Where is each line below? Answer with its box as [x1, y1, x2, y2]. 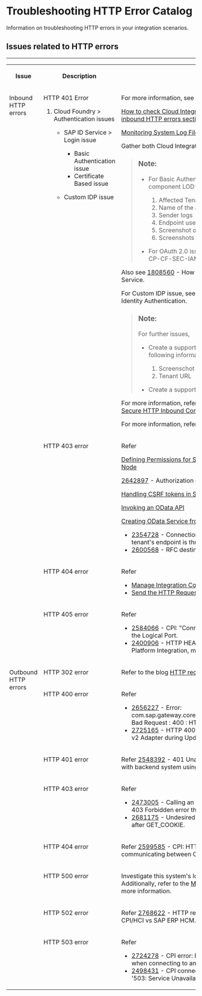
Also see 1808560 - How [121, 268, 195, 276]
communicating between [121, 850, 192, 858]
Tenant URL [158, 372, 192, 380]
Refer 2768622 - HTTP [121, 908, 189, 917]
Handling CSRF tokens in [121, 490, 191, 498]
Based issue [74, 179, 109, 188]
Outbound [9, 668, 38, 676]
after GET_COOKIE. [131, 820, 185, 829]
